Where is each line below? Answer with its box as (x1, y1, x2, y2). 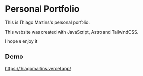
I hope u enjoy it (5, 38, 38, 44)
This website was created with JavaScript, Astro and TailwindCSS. (5, 29, 139, 35)
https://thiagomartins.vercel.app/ (5, 65, 72, 71)
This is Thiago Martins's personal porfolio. (5, 19, 90, 25)
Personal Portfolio (5, 3, 80, 15)
